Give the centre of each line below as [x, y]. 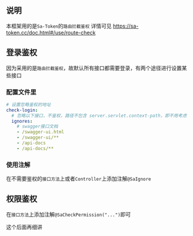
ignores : [22, 121]
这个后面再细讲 [24, 227]
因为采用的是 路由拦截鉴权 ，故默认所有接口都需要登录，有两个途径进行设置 [94, 68]
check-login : [22, 110]
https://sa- [126, 26]
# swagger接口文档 [37, 127]
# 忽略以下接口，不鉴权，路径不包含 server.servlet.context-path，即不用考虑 [99, 116]
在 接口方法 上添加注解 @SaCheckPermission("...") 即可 [69, 214]
